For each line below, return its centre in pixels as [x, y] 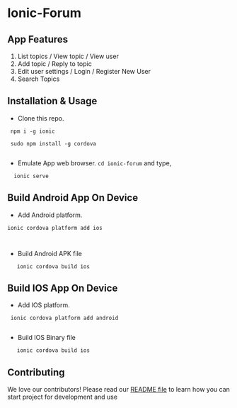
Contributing [36, 372]
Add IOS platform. [44, 305]
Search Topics [39, 79]
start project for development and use [63, 397]
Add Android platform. [50, 215]
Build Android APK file [50, 253]
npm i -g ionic [33, 131]
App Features [38, 39]
